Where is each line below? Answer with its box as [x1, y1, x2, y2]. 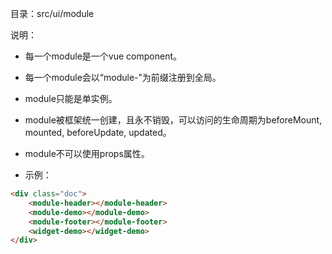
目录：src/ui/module [10, 8, 95, 19]
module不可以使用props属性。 [24, 148, 150, 159]
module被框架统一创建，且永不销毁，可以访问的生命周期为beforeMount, [24, 114, 323, 126]
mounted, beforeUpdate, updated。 [24, 127, 172, 138]
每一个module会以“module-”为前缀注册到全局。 [24, 72, 222, 83]
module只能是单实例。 [24, 93, 118, 104]
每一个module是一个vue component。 [24, 50, 183, 62]
